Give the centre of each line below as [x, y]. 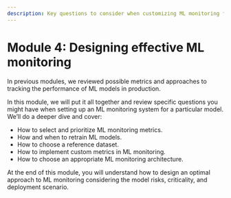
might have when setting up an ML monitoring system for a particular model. [115, 109]
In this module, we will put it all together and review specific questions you [112, 102]
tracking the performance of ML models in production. [84, 88]
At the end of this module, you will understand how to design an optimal [109, 172]
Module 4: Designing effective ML [106, 47]
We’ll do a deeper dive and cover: [55, 116]
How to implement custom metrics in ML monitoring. [91, 151]
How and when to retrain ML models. [69, 137]
